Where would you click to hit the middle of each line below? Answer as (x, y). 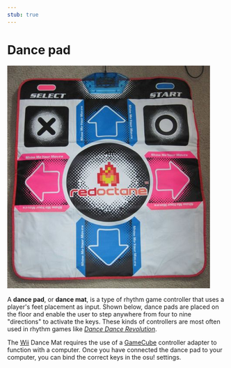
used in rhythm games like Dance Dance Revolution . (82, 329)
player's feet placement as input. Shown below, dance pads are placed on (113, 307)
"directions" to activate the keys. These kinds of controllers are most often (114, 321)
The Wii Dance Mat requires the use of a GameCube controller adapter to (112, 342)
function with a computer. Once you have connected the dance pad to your (115, 350)
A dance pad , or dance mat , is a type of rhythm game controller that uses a (116, 299)
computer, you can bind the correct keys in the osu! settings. (94, 357)
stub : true (23, 15)
